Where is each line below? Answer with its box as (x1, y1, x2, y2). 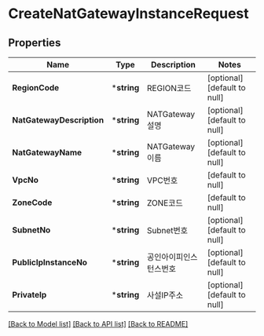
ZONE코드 (146, 198, 183, 208)
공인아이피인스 (146, 252, 198, 262)
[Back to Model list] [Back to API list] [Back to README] (8, 320, 189, 328)
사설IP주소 (146, 290, 183, 301)
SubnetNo (12, 225, 51, 236)
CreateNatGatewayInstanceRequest (8, 5, 249, 23)
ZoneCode (12, 197, 53, 208)
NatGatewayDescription (12, 115, 104, 126)
